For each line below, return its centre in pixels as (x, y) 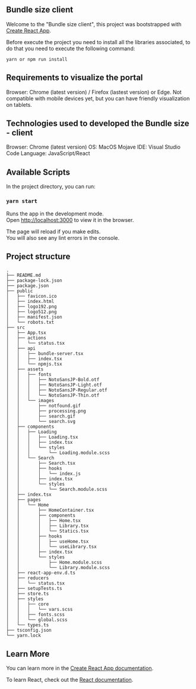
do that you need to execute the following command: (71, 48)
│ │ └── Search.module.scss (57, 489)
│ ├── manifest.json (34, 317)
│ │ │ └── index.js (44, 474)
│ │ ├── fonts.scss (36, 615)
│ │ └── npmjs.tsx (34, 364)
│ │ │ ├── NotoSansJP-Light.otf (54, 385)
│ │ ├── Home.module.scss (54, 563)
